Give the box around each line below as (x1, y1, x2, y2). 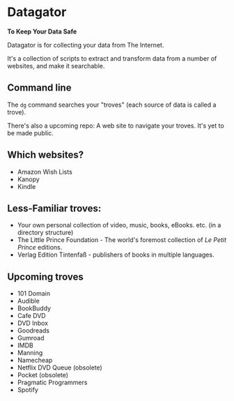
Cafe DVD (17, 312, 47, 320)
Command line (7, 82, 72, 94)
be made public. (7, 128, 54, 137)
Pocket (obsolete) (17, 371, 68, 379)
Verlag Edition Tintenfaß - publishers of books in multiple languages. (17, 250, 214, 259)
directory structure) (17, 228, 74, 237)
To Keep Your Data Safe (7, 27, 77, 36)
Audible (17, 297, 40, 305)
